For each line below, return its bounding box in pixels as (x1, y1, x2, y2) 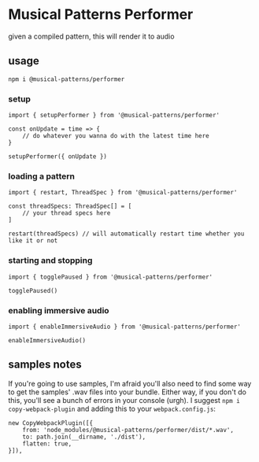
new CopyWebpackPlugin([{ (8, 419, 93, 427)
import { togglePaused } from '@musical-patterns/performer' (8, 273, 213, 281)
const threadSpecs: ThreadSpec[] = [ (8, 202, 132, 210)
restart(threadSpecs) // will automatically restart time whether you (8, 230, 245, 238)
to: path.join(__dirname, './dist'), (22, 433, 146, 441)
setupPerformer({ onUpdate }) (8, 153, 108, 161)
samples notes (8, 358, 82, 371)
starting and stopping (8, 255, 93, 266)
